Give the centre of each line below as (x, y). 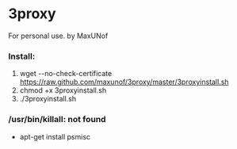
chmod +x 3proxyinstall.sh (63, 90)
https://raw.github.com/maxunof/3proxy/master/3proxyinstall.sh (124, 82)
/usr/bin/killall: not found (57, 120)
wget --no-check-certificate (66, 74)
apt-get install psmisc (55, 136)
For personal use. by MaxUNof (58, 36)
